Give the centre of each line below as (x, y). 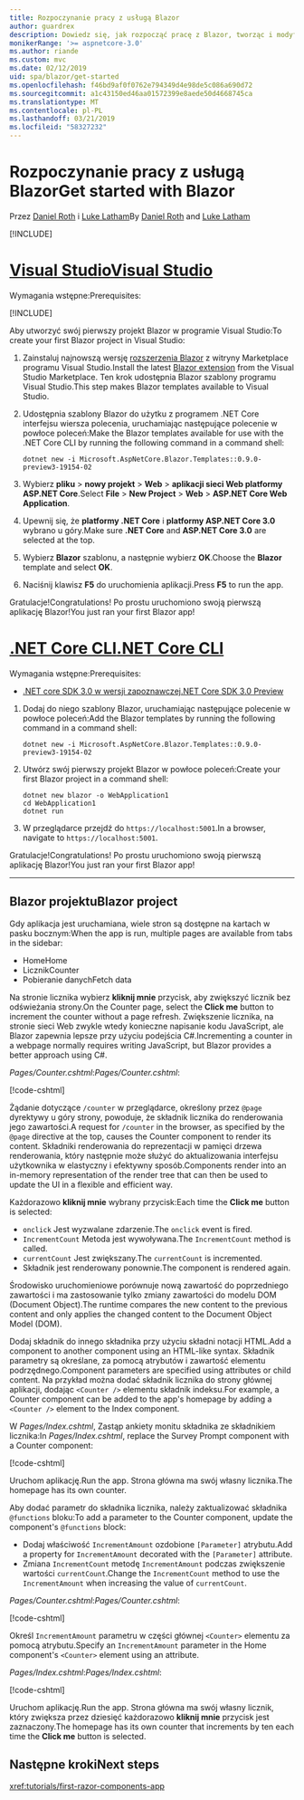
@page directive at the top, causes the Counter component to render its (140, 1136)
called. (35, 1248)
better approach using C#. (58, 1055)
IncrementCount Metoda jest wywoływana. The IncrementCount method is (157, 1239)
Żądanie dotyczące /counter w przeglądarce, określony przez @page (136, 1107)
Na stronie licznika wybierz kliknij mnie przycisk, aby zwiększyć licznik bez (150, 997)
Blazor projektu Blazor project (94, 902)
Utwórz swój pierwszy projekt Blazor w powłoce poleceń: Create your (151, 769)
